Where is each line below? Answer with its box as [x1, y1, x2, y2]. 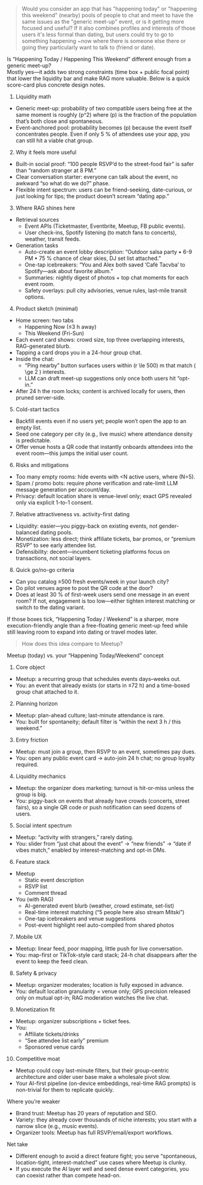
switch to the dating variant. [15, 604, 85, 611]
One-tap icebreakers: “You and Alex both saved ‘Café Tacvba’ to [24, 261, 185, 268]
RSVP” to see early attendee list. [15, 542, 97, 549]
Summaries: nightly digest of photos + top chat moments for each [24, 274, 189, 281]
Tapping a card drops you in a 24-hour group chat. [15, 349, 143, 356]
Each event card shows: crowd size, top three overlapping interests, [15, 336, 185, 343]
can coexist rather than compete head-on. [15, 1172, 121, 1179]
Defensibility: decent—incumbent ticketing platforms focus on [15, 548, 170, 555]
